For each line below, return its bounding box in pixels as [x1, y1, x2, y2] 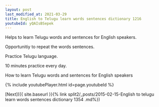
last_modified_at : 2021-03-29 [5, 12, 67, 17]
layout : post [5, 7, 32, 12]
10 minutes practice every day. [5, 63, 67, 69]
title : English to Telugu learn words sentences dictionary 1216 [5, 16, 141, 21]
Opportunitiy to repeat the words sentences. [5, 44, 95, 50]
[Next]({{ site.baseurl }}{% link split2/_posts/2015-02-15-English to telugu [5, 91, 155, 97]
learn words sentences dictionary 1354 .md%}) [5, 97, 101, 103]
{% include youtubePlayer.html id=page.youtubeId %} [5, 82, 114, 88]
